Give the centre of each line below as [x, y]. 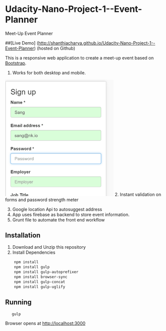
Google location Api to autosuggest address [57, 209]
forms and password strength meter [42, 200]
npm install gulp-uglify [40, 287]
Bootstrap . [16, 63]
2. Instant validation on [138, 194]
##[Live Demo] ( [22, 43]
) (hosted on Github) [55, 48]
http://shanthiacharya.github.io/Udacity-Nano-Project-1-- [97, 43]
